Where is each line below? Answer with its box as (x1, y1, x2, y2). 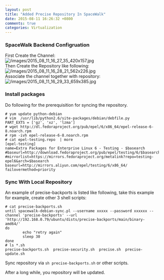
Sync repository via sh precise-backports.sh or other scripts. (5, 260, 129, 266)
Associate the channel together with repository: (5, 73, 101, 79)
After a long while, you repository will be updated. (5, 270, 105, 276)
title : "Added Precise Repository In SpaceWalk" (5, 12, 106, 17)
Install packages (5, 91, 45, 98)
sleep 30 (22, 234, 41, 239)
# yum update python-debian (5, 111, 62, 117)
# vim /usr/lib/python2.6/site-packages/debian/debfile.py (5, 116, 130, 120)
